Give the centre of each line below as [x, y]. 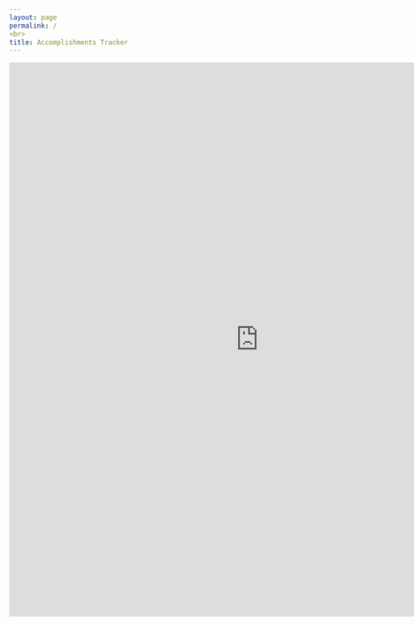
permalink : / [33, 26]
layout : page [33, 17]
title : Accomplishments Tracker [69, 42]
